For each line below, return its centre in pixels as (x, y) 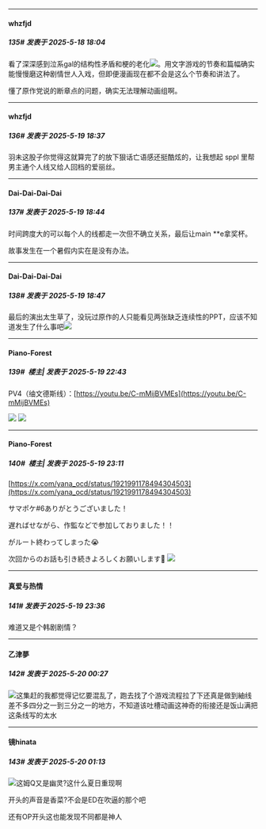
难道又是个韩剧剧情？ (43, 627)
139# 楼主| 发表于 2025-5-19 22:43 (67, 372)
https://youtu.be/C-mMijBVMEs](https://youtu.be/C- (161, 394)
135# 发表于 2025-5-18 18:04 (57, 42)
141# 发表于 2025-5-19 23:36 (57, 606)
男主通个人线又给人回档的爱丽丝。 (64, 167)
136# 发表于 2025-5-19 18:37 (57, 135)
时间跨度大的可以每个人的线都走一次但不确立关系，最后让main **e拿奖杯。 (130, 234)
